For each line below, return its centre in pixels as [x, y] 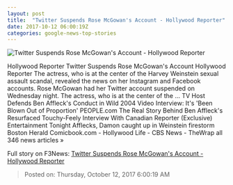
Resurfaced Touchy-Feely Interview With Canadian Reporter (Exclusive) [110, 118]
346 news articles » [35, 140]
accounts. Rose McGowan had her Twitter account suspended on [101, 88]
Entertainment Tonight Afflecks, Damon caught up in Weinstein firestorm [111, 125]
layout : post [26, 14]
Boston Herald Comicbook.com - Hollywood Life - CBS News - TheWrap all [115, 133]
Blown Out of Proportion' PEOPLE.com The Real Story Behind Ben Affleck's [115, 111]
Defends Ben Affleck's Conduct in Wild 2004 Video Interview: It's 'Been [110, 103]
